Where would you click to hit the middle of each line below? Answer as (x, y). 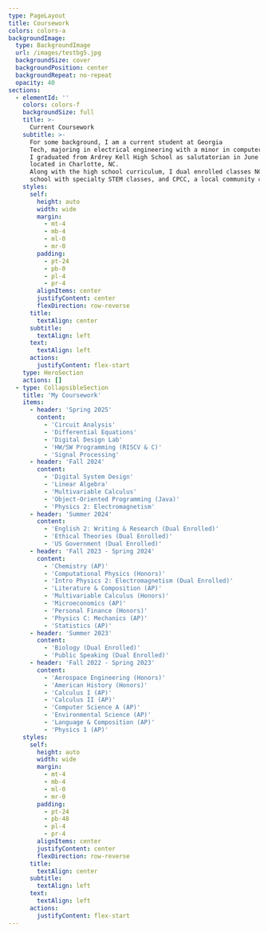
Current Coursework (61, 127)
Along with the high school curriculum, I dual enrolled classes (140, 172)
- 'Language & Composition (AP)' (99, 722)
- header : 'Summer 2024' (71, 514)
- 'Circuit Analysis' (79, 425)
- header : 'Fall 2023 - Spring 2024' (92, 551)
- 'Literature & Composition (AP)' (102, 589)
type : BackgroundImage (53, 46)
